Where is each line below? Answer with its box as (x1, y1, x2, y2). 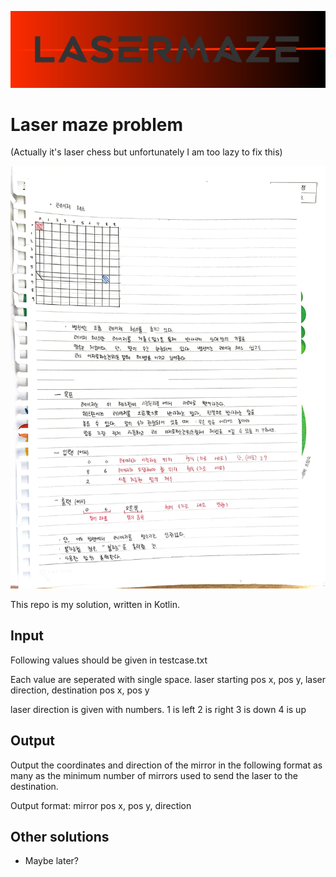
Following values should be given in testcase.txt (10, 654, 208, 666)
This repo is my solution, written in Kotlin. (10, 599, 180, 610)
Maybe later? (24, 855, 79, 867)
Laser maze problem (10, 113, 184, 136)
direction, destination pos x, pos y (10, 684, 150, 696)
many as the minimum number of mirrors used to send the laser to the (10, 769, 298, 781)
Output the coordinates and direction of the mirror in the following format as (10, 759, 323, 771)
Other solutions (10, 829, 110, 846)
